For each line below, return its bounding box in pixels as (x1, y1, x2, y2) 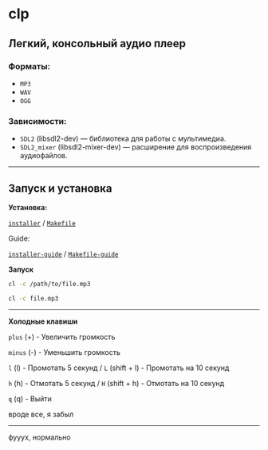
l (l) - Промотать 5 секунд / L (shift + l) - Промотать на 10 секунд (8, 363, 230, 372)
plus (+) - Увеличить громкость (8, 332, 116, 341)
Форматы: (8, 61, 50, 72)
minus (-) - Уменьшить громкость (8, 347, 121, 356)
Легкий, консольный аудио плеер (8, 37, 186, 50)
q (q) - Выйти (8, 393, 52, 404)
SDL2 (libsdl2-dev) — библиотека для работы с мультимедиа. (19, 133, 227, 144)
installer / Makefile (8, 217, 76, 228)
